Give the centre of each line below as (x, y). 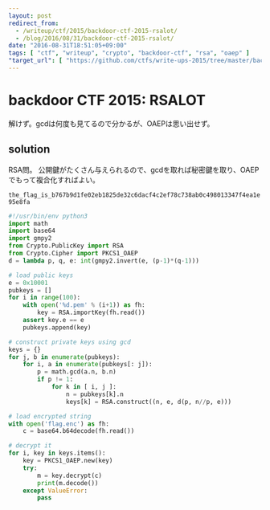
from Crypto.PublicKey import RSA (66, 246)
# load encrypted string (50, 416)
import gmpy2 (30, 239)
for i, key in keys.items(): (57, 453)
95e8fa (19, 202)
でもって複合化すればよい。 (54, 180)
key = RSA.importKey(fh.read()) (92, 313)
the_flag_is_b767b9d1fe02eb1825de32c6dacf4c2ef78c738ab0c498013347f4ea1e (135, 195)
